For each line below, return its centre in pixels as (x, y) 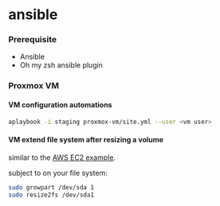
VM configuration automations (60, 105)
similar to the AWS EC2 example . (62, 157)
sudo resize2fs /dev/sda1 (51, 195)
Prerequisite (33, 40)
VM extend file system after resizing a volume (86, 140)
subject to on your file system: (58, 173)
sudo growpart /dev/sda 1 (51, 187)
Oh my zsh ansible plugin (61, 65)
